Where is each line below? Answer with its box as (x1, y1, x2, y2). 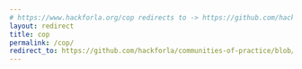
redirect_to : (9, 47, 58, 56)
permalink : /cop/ (9, 38, 75, 47)
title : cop (9, 30, 50, 39)
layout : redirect (9, 22, 75, 30)
